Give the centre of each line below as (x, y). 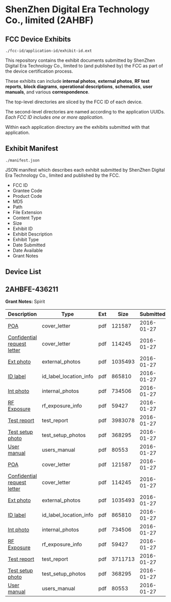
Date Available (28, 250)
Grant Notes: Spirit (25, 302)
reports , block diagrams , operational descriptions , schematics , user (79, 86)
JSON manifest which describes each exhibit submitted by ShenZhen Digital (85, 170)
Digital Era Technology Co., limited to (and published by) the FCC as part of (84, 66)
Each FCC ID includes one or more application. (54, 117)
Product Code (27, 196)
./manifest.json (22, 160)
